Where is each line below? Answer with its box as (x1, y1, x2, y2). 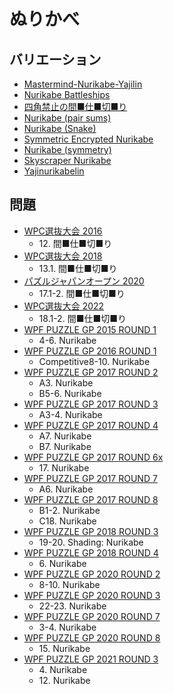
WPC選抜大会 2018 (23, 250, 103, 262)
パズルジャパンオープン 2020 (23, 275, 145, 287)
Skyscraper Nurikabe (23, 155, 112, 166)
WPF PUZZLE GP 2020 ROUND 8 (23, 631, 161, 644)
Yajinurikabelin (23, 165, 85, 177)
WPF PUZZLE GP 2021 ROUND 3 (23, 653, 159, 665)
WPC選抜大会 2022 (23, 300, 105, 312)
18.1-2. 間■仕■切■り (38, 312, 127, 324)
